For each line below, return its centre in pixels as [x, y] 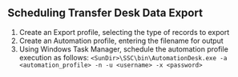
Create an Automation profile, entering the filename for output [121, 40]
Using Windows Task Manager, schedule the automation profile [124, 49]
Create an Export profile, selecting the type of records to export [124, 32]
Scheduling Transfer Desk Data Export [105, 13]
